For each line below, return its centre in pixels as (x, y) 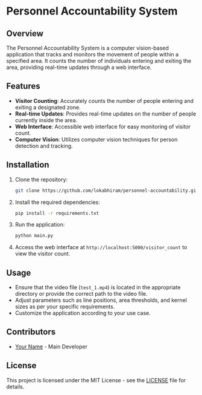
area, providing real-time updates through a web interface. (79, 67)
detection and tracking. (44, 146)
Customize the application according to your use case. (83, 313)
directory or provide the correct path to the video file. (81, 294)
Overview (25, 34)
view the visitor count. (43, 254)
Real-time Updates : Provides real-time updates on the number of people (106, 114)
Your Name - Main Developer (51, 347)
